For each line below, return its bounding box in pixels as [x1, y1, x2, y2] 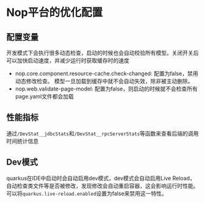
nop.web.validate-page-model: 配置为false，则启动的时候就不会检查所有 [15, 85, 198, 92]
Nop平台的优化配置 [6, 6, 103, 20]
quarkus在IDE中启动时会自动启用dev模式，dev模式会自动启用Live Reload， [6, 174, 195, 182]
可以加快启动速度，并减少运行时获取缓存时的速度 [6, 57, 129, 64]
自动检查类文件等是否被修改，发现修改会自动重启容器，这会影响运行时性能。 [6, 182, 199, 190]
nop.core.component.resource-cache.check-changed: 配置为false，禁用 [15, 70, 198, 77]
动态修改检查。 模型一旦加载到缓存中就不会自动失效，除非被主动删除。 [15, 78, 193, 84]
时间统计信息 [6, 137, 38, 144]
